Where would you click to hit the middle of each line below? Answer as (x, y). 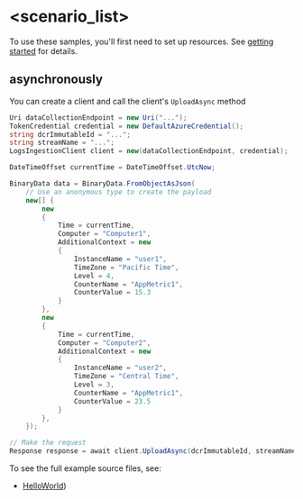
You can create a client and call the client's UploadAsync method (128, 101)
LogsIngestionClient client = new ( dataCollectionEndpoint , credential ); (149, 151)
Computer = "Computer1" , (104, 234)
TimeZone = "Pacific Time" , (126, 268)
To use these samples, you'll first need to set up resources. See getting (142, 41)
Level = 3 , (94, 385)
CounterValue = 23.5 (112, 401)
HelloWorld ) (44, 485)
